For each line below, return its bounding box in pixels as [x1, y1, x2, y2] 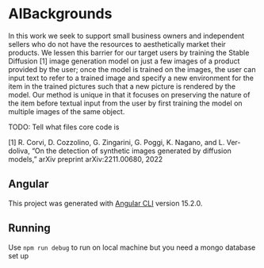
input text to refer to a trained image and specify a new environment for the [8, 73, 254, 82]
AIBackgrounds [8, 5, 113, 23]
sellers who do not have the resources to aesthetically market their [8, 39, 226, 48]
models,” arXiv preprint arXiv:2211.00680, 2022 [8, 154, 163, 163]
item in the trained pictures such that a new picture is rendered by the [8, 81, 236, 91]
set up [8, 251, 29, 260]
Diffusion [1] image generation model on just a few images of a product [8, 56, 240, 66]
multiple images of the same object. [8, 106, 125, 116]
